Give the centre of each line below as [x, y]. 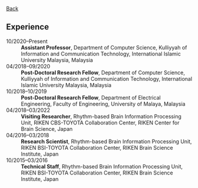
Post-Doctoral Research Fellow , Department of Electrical [91, 97]
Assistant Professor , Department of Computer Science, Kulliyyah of [104, 47]
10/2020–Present [27, 41]
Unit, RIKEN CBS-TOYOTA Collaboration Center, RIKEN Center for [100, 123]
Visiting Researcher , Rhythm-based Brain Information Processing [101, 116]
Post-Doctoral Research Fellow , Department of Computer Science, [103, 72]
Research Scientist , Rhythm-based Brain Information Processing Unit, [106, 141]
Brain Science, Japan [47, 128]
